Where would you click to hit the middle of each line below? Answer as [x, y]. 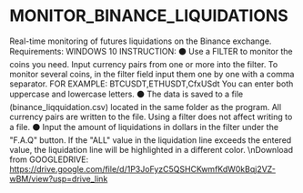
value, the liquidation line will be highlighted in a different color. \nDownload [151, 149]
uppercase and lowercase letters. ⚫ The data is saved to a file [126, 94]
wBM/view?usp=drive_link [59, 178]
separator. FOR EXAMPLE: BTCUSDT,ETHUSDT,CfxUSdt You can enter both [151, 84]
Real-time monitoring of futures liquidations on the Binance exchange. [141, 41]
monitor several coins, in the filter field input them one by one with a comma [152, 74]
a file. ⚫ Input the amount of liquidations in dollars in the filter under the [144, 127]
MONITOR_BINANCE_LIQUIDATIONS [149, 16]
